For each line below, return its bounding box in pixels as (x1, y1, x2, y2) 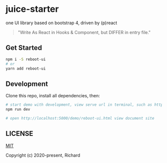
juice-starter (5, 3, 59, 15)
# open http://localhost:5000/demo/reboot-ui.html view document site (5, 116, 155, 121)
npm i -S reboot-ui (5, 57, 46, 62)
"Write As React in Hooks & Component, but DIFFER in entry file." (17, 29, 151, 35)
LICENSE (5, 129, 34, 138)
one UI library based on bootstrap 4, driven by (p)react (5, 20, 117, 26)
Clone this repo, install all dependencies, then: (5, 93, 100, 99)
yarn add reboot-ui (5, 66, 46, 71)
